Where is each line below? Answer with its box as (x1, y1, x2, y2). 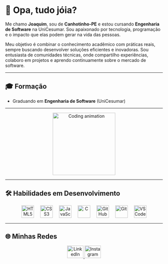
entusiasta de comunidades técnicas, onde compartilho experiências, (5, 52, 148, 58)
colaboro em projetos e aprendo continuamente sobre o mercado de (5, 57, 146, 63)
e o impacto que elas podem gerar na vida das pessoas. (5, 31, 121, 37)
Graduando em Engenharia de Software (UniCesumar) (12, 98, 126, 104)
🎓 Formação (5, 82, 47, 91)
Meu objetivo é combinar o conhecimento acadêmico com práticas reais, (5, 41, 155, 47)
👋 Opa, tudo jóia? (5, 4, 77, 16)
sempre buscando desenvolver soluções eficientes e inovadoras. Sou (5, 46, 149, 52)
